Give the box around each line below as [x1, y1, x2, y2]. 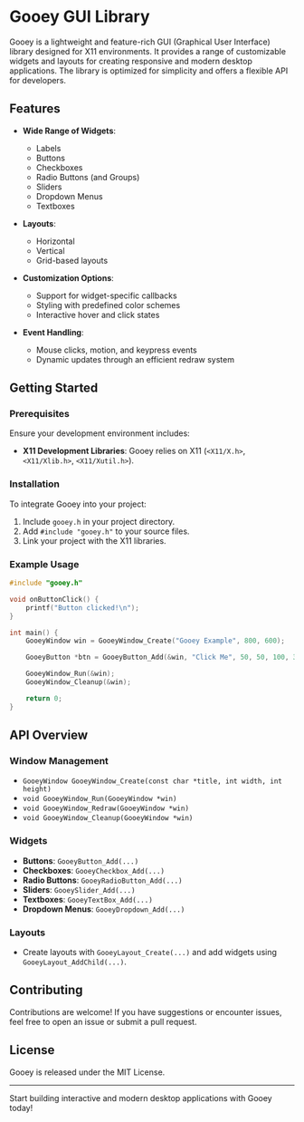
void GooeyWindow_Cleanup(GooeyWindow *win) [22, 814, 194, 823]
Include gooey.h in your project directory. [22, 516, 176, 527]
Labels [35, 142, 62, 153]
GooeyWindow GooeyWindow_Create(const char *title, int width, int [22, 777, 282, 786]
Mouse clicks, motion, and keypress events [35, 344, 197, 355]
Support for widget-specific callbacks [35, 290, 178, 301]
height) [22, 785, 52, 794]
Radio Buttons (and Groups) [35, 171, 140, 182]
